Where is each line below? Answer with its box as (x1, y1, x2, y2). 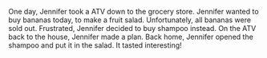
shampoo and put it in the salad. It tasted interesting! (8, 41, 182, 50)
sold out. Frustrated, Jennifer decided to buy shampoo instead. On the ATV (8, 24, 257, 33)
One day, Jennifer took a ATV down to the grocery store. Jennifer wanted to (8, 7, 259, 16)
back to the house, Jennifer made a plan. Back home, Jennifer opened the (8, 32, 254, 41)
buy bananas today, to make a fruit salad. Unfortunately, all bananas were (8, 15, 251, 25)
